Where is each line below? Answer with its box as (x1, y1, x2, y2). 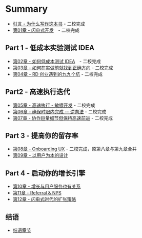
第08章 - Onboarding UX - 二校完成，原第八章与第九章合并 (12, 146, 137, 152)
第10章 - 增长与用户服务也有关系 (12, 183, 81, 190)
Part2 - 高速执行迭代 (5, 88, 70, 96)
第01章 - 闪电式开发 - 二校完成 (12, 27, 80, 33)
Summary (5, 3, 48, 15)
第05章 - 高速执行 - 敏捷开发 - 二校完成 (12, 102, 95, 108)
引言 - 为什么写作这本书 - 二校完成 (12, 21, 86, 27)
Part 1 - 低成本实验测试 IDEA (5, 44, 95, 52)
